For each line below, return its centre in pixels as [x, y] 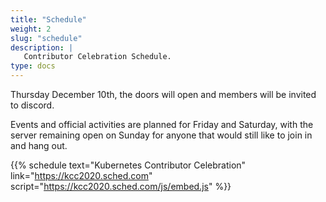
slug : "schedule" [46, 38]
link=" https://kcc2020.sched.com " [81, 175]
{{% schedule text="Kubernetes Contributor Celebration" [128, 165]
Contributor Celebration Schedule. [97, 57]
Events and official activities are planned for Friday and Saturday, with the [162, 124]
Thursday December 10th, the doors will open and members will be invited [163, 94]
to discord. [32, 105]
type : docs [33, 66]
